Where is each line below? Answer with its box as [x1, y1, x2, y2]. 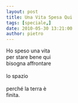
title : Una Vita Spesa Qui [6, 14, 73, 20]
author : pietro [6, 31, 44, 37]
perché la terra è [6, 85, 47, 92]
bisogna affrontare [6, 60, 51, 67]
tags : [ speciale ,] [6, 20, 51, 26]
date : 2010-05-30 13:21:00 [6, 25, 73, 32]
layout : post [6, 8, 38, 15]
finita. [6, 92, 20, 99]
